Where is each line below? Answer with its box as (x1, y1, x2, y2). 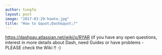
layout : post (5, 12, 32, 17)
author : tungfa (5, 7, 36, 12)
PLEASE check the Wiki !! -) (5, 45, 62, 51)
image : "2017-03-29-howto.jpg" (5, 16, 69, 21)
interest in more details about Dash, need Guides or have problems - (5, 40, 144, 46)
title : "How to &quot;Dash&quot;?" (5, 21, 78, 26)
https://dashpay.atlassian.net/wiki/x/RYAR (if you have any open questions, (5, 34, 158, 40)
